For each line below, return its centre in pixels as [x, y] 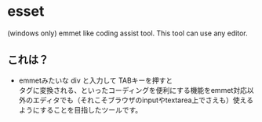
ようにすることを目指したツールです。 [80, 109]
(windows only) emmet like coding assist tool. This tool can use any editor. [127, 33]
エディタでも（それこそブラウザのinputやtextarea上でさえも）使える [143, 100]
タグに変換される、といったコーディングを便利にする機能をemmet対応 [133, 90]
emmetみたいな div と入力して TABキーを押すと [96, 80]
